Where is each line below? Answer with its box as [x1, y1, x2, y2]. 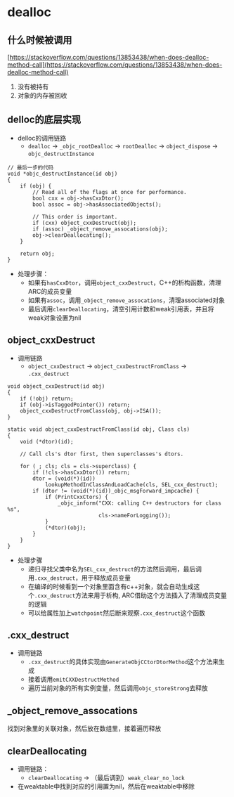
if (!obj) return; [20, 395, 74, 402]
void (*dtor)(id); [20, 438, 74, 445]
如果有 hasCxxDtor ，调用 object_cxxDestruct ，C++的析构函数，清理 [27, 278, 221, 287]
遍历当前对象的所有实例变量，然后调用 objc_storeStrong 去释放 [27, 684, 209, 692]
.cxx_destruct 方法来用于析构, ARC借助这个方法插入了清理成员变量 [34, 591, 227, 600]
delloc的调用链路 [17, 134, 67, 142]
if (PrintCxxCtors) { [44, 493, 109, 500]
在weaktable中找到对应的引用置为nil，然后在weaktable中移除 [17, 782, 195, 791]
